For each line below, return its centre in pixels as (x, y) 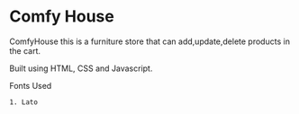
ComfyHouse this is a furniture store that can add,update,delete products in (150, 41)
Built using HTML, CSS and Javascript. (81, 68)
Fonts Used (31, 85)
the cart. (25, 50)
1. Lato (24, 102)
